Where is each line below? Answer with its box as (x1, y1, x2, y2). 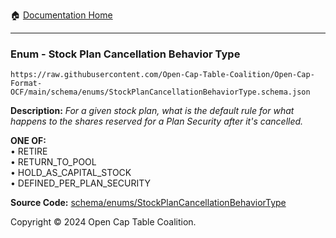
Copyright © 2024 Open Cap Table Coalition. (10, 216, 197, 228)
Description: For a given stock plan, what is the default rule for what (10, 105, 295, 117)
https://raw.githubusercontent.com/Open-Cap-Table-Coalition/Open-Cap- (10, 70, 315, 80)
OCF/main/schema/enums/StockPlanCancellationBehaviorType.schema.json (10, 87, 311, 98)
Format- (10, 79, 43, 89)
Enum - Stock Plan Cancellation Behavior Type (10, 47, 241, 61)
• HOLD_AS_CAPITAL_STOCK (10, 167, 132, 179)
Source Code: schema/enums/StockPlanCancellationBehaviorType (10, 197, 287, 209)
